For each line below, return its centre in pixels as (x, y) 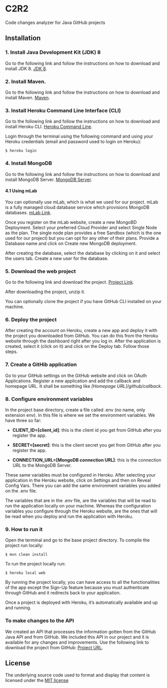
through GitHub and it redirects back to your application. (63, 593)
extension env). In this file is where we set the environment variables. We (80, 415)
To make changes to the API (40, 621)
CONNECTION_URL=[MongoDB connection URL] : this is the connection (87, 460)
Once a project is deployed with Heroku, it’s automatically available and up (82, 602)
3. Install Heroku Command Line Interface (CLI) (63, 110)
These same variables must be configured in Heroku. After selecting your (81, 475)
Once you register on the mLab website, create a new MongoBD (71, 222)
